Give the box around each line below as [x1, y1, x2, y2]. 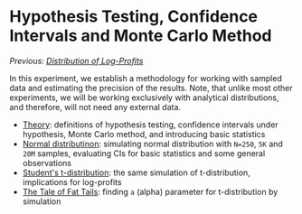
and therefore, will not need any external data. [9, 101, 182, 112]
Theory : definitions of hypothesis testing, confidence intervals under [22, 119, 278, 130]
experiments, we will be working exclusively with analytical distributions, [9, 92, 279, 103]
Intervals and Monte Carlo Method [9, 25, 272, 46]
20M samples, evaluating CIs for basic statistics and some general [22, 147, 266, 159]
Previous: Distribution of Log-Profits [9, 55, 144, 66]
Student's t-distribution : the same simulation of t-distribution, [22, 167, 250, 178]
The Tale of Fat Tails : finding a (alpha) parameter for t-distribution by [22, 186, 278, 197]
